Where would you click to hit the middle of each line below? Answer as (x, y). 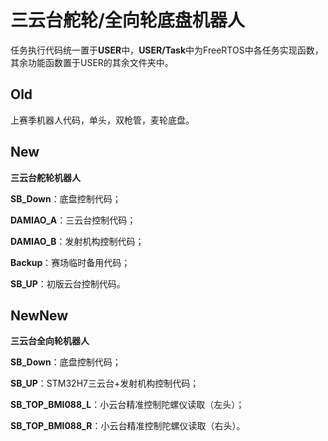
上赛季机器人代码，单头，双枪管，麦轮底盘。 (102, 120)
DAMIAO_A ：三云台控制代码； (73, 220)
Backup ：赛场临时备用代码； (70, 262)
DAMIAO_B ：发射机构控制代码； (77, 241)
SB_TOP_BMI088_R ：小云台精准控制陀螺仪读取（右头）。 (128, 426)
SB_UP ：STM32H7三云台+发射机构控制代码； (105, 383)
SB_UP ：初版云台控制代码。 (68, 283)
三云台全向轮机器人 (50, 341)
